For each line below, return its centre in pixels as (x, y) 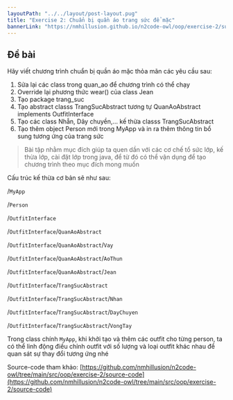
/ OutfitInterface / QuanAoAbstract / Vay (60, 245)
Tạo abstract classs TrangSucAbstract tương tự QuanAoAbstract (109, 107)
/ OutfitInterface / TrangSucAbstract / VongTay (70, 326)
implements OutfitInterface (55, 114)
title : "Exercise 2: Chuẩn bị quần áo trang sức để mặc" (91, 20)
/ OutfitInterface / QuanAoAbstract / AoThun (65, 259)
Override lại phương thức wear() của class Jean (85, 92)
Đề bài (21, 54)
